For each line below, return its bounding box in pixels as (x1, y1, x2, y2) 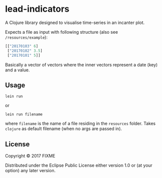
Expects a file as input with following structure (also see (5, 29, 118, 35)
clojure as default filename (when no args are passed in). (5, 126, 122, 132)
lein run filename (5, 112, 43, 117)
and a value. (5, 67, 30, 73)
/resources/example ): (5, 34, 48, 40)
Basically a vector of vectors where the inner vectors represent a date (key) (5, 62, 158, 67)
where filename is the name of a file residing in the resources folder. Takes (5, 121, 156, 127)
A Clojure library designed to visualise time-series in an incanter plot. (5, 20, 145, 25)
